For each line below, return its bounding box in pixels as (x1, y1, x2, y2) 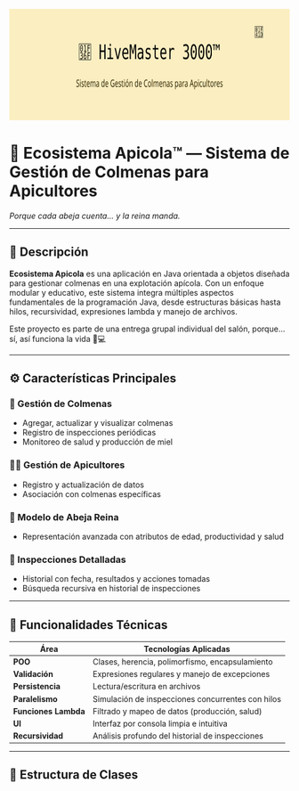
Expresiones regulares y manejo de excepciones (93, 669, 271, 680)
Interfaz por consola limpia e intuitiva (93, 718, 229, 730)
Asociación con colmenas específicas (21, 488, 162, 499)
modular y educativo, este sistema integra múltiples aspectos (9, 287, 234, 298)
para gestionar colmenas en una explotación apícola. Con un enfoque (9, 277, 264, 289)
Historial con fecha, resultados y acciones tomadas (21, 574, 211, 584)
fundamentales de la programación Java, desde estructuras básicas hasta (9, 297, 281, 307)
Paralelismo (12, 693, 58, 704)
